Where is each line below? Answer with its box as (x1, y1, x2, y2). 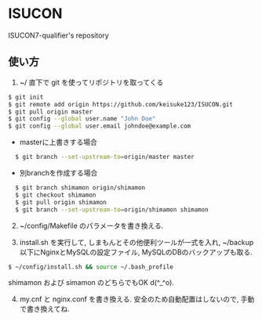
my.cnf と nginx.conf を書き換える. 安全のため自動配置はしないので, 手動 (19, 294, 255, 304)
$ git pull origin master (8, 107, 93, 116)
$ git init (8, 93, 44, 101)
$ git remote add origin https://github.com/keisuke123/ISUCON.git (8, 100, 234, 108)
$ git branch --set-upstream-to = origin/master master (15, 153, 195, 161)
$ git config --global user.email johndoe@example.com (8, 122, 191, 130)
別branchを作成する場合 (19, 168, 98, 177)
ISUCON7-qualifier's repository (8, 31, 110, 40)
